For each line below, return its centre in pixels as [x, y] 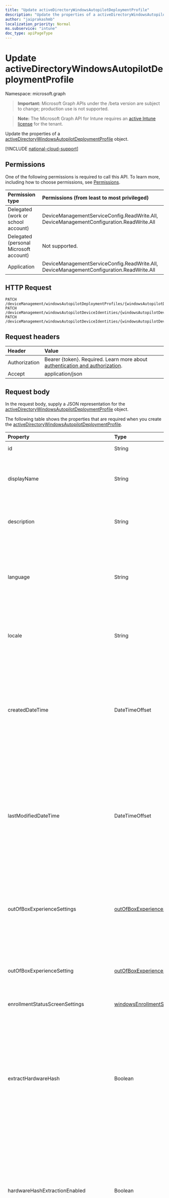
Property [19, 437]
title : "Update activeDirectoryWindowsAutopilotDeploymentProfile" [77, 10]
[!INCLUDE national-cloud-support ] [42, 149]
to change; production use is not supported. [63, 108]
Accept [16, 374]
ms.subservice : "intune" [31, 29]
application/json [63, 374]
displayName [23, 479]
